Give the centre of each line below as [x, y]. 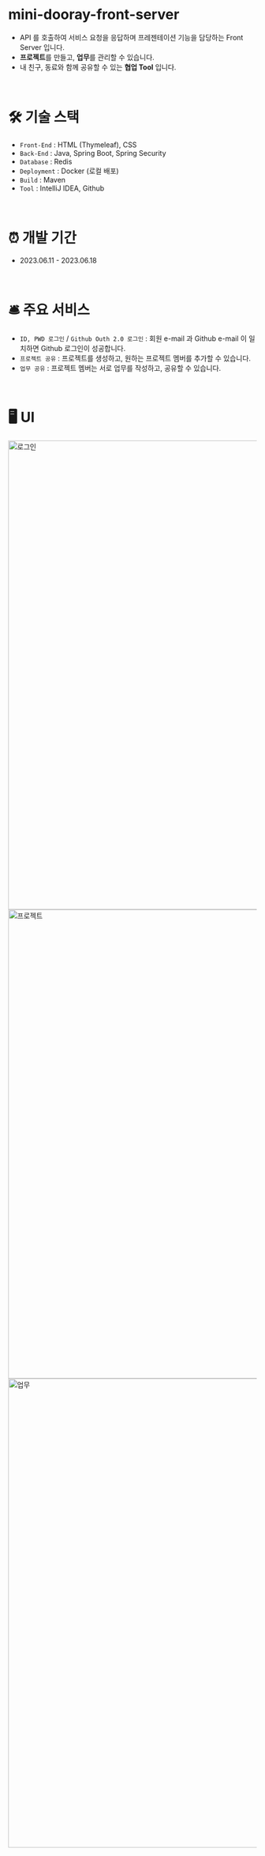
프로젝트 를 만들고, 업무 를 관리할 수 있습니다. [87, 57]
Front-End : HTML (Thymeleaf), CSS [78, 145]
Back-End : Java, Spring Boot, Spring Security [93, 153]
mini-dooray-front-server [94, 15]
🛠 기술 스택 [44, 117]
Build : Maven [42, 180]
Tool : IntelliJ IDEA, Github [62, 188]
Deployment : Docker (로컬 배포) [69, 171]
